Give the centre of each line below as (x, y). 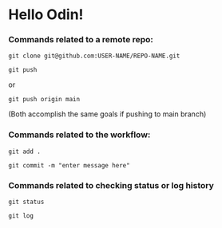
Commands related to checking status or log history (111, 185)
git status (26, 202)
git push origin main (44, 100)
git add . (25, 151)
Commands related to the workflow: (79, 135)
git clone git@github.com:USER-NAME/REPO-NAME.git (94, 56)
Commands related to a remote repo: (81, 40)
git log (21, 216)
